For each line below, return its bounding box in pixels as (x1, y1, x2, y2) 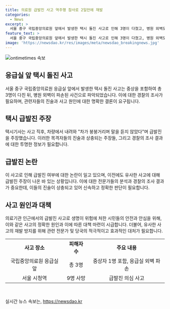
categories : (5, 12, 30, 17)
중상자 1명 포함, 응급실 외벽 (93, 257, 154, 264)
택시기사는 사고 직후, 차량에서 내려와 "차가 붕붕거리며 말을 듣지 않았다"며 (5, 128, 148, 135)
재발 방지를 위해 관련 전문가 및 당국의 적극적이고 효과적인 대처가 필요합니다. (14, 228, 163, 234)
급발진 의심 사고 (108, 275, 145, 281)
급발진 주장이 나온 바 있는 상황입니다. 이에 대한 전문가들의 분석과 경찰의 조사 (5, 178, 155, 185)
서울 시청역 (22, 275, 47, 281)
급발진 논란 (5, 157, 38, 166)
